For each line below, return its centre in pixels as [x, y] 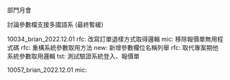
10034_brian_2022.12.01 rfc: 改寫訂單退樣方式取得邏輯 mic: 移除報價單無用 [112, 39]
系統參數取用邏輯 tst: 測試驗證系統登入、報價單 [73, 56]
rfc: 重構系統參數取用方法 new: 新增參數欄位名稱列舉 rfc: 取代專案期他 [119, 48]
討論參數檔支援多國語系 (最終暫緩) [56, 25]
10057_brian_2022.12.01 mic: [47, 70]
